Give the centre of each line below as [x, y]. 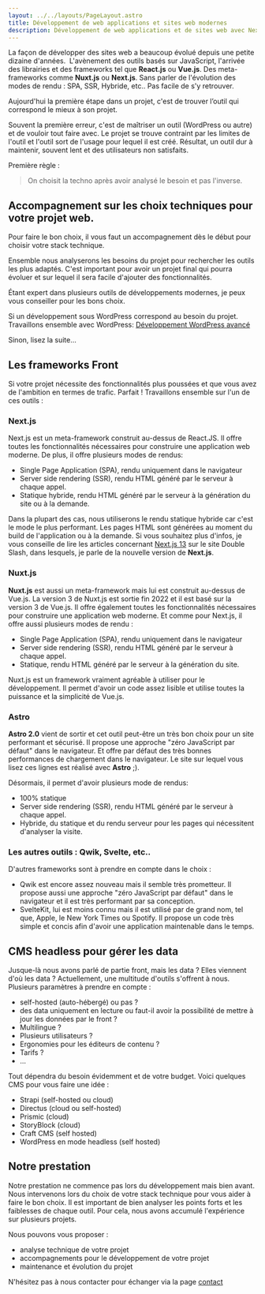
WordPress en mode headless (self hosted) [90, 1142]
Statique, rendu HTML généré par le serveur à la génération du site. [129, 664]
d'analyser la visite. [51, 831]
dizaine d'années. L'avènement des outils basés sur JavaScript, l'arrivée [127, 61]
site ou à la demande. [54, 504]
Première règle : [34, 166]
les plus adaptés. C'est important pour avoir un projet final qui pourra [120, 269]
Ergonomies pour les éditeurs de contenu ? [90, 1044]
